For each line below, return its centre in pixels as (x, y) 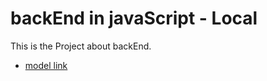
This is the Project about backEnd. (81, 46)
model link (46, 65)
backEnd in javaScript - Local (134, 18)
